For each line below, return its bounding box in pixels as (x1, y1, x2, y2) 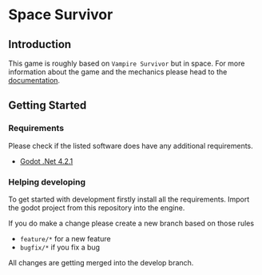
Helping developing (8, 176, 86, 187)
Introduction (8, 38, 72, 51)
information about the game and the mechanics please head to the (8, 67, 228, 77)
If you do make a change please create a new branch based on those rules (8, 218, 254, 228)
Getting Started (8, 98, 87, 113)
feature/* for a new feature (19, 233, 111, 243)
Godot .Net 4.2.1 (19, 156, 73, 165)
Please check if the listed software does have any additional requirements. (8, 141, 253, 150)
